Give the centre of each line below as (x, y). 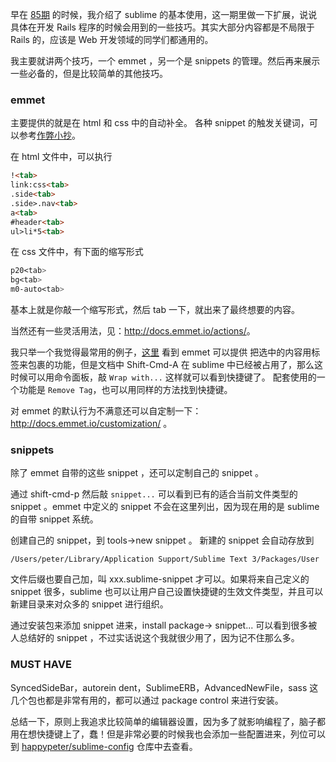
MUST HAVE (41, 665)
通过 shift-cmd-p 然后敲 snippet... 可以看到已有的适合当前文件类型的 (154, 494)
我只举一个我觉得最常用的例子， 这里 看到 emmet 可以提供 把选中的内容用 (161, 352)
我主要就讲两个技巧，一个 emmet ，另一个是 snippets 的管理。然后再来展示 (165, 61)
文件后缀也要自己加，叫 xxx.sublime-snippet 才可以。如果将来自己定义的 (160, 579)
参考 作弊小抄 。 (49, 135)
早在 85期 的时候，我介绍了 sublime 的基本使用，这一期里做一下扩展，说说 (164, 14)
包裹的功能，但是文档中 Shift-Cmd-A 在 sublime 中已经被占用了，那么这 (175, 365)
